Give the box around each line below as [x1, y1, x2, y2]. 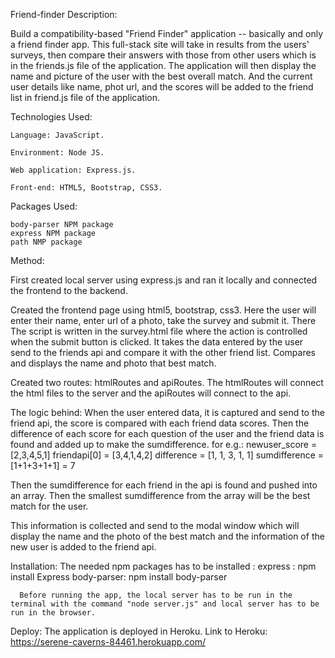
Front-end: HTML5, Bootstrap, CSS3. [10, 183, 163, 193]
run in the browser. [10, 608, 97, 618]
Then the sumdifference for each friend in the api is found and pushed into [10, 479, 318, 491]
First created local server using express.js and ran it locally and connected [10, 274, 318, 286]
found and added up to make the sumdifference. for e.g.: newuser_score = [10, 439, 318, 450]
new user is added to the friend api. [10, 541, 157, 553]
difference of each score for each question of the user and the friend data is [10, 428, 325, 439]
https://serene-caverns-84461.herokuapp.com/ [10, 636, 207, 648]
